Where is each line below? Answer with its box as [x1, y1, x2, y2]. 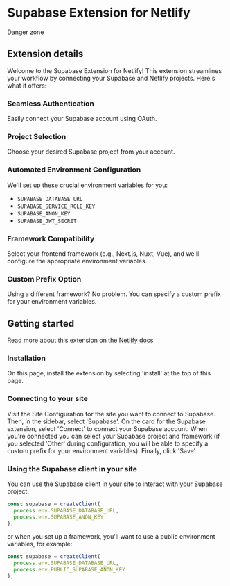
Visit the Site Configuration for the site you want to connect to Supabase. [7, 409, 216, 418]
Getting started [7, 318, 75, 329]
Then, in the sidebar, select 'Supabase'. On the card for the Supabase [7, 417, 206, 425]
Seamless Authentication [7, 99, 95, 108]
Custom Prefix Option [7, 274, 82, 284]
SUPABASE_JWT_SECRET [17, 218, 77, 225]
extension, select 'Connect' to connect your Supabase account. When [7, 424, 208, 432]
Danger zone [7, 28, 44, 36]
